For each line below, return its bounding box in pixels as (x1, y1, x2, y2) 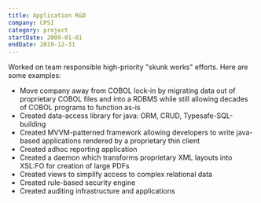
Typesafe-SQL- (183, 111, 233, 120)
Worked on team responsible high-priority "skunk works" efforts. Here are (8, 62, 248, 72)
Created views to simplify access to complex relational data (19, 170, 213, 179)
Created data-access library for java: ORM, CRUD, (19, 111, 182, 120)
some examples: (8, 71, 61, 80)
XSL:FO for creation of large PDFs (19, 161, 130, 171)
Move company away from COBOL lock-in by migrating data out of (19, 86, 236, 95)
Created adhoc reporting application (19, 145, 138, 154)
